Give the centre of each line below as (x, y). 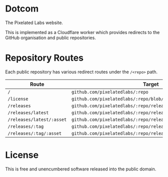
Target (151, 84)
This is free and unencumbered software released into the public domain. (81, 169)
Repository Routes (44, 58)
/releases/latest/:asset (37, 119)
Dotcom (22, 9)
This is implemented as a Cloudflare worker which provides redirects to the (82, 32)
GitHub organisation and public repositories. (50, 38)
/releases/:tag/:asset (34, 133)
